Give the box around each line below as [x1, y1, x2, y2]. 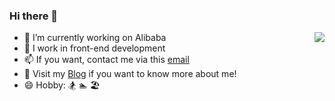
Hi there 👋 [9, 9, 59, 23]
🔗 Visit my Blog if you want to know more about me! [23, 68, 237, 80]
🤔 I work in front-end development [23, 42, 166, 54]
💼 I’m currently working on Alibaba [23, 32, 167, 44]
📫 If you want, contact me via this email [23, 54, 190, 66]
